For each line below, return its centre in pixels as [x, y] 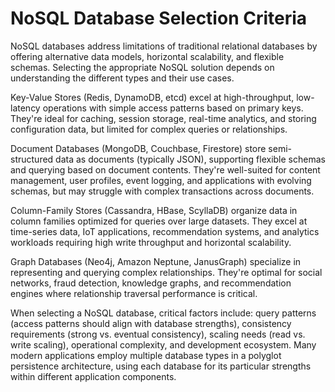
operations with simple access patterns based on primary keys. [173, 108]
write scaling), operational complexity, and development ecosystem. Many [163, 344]
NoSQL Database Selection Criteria [159, 18]
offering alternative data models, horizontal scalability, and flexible [147, 56]
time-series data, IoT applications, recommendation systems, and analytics [165, 231]
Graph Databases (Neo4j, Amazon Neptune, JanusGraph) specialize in [156, 261]
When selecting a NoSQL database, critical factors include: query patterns [163, 313]
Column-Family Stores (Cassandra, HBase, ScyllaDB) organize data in [154, 210]
